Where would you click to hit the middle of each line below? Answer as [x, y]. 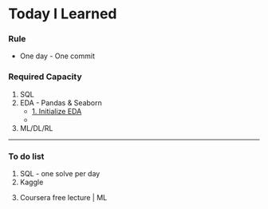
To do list [26, 156]
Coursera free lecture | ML [63, 198]
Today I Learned [63, 14]
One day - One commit [57, 56]
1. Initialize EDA [57, 111]
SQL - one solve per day [60, 174]
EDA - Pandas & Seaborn [61, 103]
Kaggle [32, 182]
